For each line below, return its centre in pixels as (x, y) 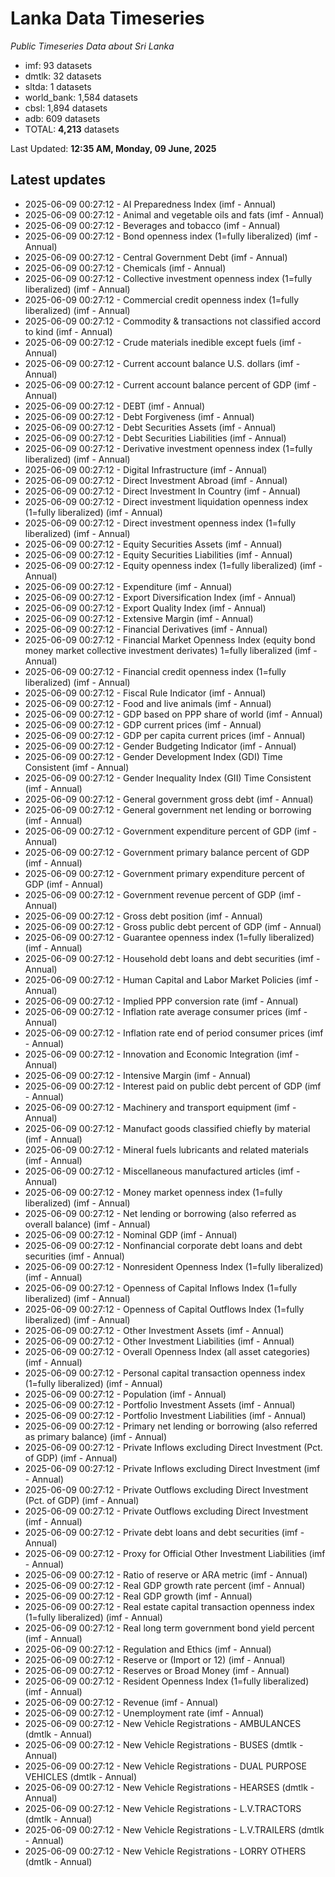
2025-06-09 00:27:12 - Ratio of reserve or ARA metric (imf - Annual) (166, 1574)
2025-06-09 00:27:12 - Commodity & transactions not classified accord (173, 321)
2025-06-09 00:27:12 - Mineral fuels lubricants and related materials (166, 1149)
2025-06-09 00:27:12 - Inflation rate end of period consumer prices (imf (174, 1033)
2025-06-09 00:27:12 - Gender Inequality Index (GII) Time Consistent (168, 778)
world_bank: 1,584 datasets (81, 97)
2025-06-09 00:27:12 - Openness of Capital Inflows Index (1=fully (161, 1288)
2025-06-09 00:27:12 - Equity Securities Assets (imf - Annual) (153, 544)
